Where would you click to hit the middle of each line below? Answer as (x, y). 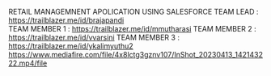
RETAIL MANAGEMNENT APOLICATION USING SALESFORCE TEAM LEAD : (133, 12)
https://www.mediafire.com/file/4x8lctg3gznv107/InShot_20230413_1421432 (135, 55)
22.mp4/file (28, 63)
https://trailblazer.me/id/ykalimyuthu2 (71, 46)
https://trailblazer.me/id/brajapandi (66, 20)
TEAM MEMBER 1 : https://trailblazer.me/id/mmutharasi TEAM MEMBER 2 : (132, 29)
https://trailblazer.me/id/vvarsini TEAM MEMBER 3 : (94, 37)
